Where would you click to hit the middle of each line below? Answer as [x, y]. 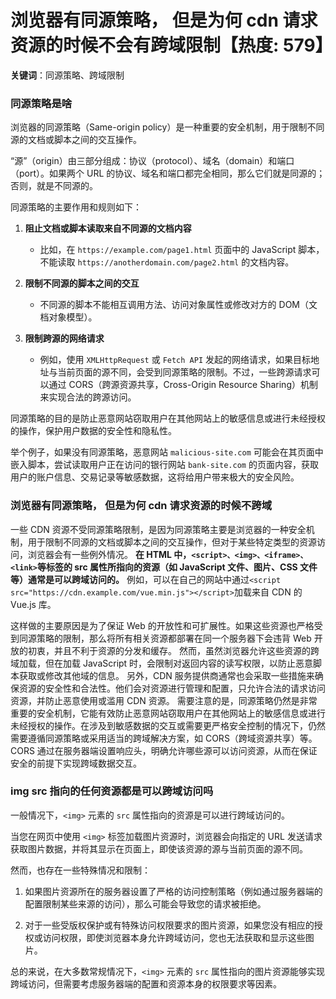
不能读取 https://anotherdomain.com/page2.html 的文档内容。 [167, 262]
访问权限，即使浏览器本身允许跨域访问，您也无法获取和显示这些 [174, 937]
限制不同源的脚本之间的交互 [82, 283]
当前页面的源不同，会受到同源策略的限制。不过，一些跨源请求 [184, 372]
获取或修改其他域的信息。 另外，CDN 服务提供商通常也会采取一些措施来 [166, 675]
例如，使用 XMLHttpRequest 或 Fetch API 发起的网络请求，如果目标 [175, 360]
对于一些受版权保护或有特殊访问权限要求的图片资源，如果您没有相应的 [169, 925]
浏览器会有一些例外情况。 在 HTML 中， [109, 554]
